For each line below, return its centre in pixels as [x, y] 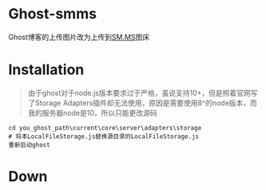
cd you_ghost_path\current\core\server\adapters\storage [105, 128]
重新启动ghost [29, 144]
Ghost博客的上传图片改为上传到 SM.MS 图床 [79, 37]
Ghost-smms [53, 14]
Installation [46, 70]
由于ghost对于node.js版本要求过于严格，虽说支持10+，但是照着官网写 [143, 93]
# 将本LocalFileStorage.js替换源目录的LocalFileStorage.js [104, 137]
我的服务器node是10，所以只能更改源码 [92, 113]
